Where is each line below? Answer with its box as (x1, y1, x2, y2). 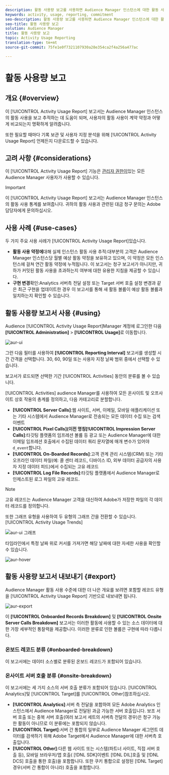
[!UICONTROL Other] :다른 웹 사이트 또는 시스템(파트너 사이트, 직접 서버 (12, 745, 155, 752)
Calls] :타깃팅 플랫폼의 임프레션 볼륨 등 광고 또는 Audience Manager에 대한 (12, 432, 161, 438)
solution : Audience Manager (5, 26, 64, 31)
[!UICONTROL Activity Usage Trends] (5, 519, 83, 526)
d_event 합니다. (12, 445, 42, 451)
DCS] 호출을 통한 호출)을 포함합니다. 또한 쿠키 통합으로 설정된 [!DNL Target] (12, 758, 163, 764)
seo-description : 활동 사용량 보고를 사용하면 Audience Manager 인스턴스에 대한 (5, 17, 159, 22)
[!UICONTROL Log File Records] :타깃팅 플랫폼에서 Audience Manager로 (12, 470, 160, 476)
